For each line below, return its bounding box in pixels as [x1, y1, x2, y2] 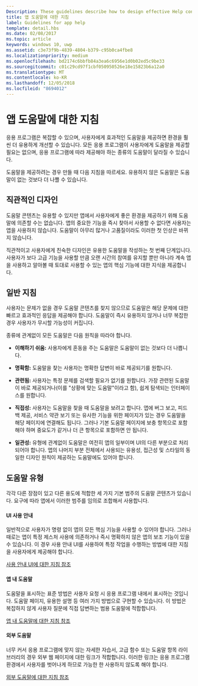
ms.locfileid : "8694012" [6, 86, 67, 92]
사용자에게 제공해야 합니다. [12, 548, 74, 555]
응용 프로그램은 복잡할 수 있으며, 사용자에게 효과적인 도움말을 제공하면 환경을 [6, 134, 183, 141]
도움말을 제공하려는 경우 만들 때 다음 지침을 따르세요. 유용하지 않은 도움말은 [6, 168, 179, 175]
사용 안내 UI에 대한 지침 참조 [6, 561, 71, 568]
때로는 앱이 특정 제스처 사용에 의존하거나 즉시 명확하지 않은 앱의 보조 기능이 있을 [6, 533, 190, 540]
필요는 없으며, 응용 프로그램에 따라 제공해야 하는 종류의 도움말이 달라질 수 [6, 149, 174, 156]
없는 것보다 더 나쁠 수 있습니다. [16, 176, 88, 183]
